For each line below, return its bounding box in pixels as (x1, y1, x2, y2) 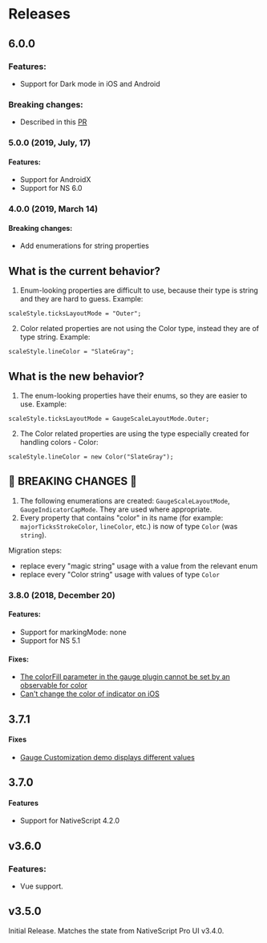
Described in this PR (19, 117, 87, 127)
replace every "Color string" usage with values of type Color (19, 569, 220, 579)
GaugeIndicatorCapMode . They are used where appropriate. (19, 504, 212, 514)
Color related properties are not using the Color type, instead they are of (19, 324, 259, 334)
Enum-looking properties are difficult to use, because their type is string (19, 285, 259, 295)
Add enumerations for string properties (19, 241, 150, 251)
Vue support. (19, 881, 64, 891)
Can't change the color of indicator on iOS (19, 689, 160, 698)
